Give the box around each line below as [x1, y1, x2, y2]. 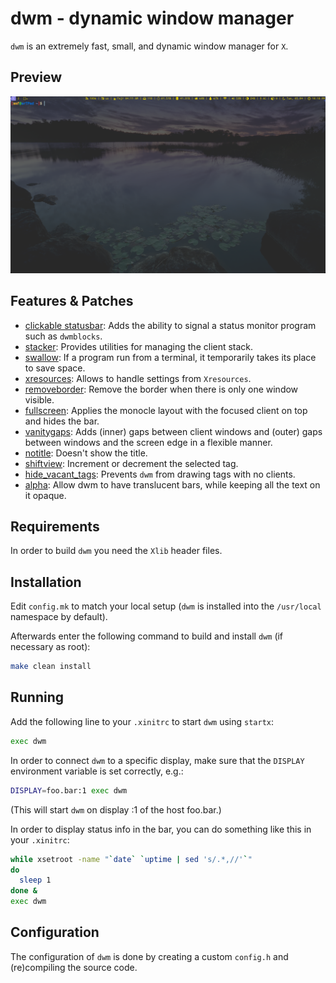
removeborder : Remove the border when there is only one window [24, 383, 299, 395]
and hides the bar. [24, 415, 100, 427]
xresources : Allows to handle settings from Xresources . [24, 372, 252, 384]
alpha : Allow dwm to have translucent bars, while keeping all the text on [24, 478, 321, 491]
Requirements [10, 518, 100, 535]
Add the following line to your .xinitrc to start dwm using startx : [10, 715, 275, 727]
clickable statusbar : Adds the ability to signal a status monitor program [24, 319, 317, 331]
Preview [10, 69, 63, 86]
